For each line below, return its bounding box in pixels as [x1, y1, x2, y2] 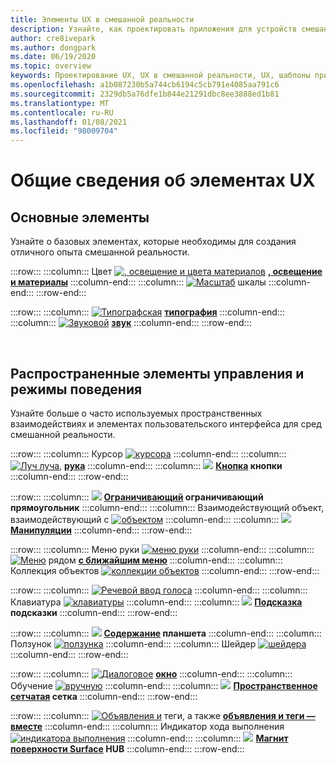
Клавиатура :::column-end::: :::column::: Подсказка [10, 596, 303, 608]
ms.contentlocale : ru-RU [10, 107, 114, 118]
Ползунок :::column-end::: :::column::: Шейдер [10, 637, 257, 650]
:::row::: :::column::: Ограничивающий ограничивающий [10, 491, 264, 503]
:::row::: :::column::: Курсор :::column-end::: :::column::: [10, 447, 287, 460]
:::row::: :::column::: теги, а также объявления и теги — [10, 709, 316, 721]
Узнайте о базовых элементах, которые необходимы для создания [10, 236, 297, 248]
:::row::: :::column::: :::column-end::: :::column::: [10, 584, 308, 596]
